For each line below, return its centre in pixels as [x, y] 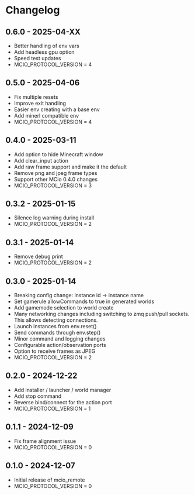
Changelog [33, 10]
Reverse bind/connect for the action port [63, 402]
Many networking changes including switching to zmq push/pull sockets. [102, 314]
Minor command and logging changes [60, 339]
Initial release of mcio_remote [49, 480]
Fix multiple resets [36, 97]
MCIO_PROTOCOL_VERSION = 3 [53, 185]
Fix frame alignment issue [45, 441]
